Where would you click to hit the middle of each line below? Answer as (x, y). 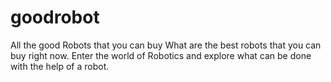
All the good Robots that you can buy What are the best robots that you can (166, 45)
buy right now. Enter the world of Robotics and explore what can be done (161, 55)
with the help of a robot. (60, 66)
